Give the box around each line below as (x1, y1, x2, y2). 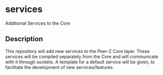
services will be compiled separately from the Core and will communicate (5, 53, 158, 59)
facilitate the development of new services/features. (5, 64, 114, 70)
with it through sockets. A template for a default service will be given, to (5, 59, 155, 65)
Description (5, 35, 43, 43)
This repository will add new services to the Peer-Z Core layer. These (5, 48, 150, 54)
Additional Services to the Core (5, 20, 70, 26)
